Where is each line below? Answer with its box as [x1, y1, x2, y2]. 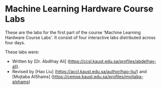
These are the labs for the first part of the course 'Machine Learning [5, 29, 141, 35]
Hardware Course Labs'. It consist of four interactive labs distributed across [5, 35, 156, 40]
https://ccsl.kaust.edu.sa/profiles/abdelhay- [69, 58, 156, 64]
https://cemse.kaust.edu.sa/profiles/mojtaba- [53, 74, 144, 79]
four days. [5, 39, 26, 45]
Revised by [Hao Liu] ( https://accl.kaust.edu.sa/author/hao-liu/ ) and [12, 68, 147, 74]
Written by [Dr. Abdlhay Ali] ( [12, 58, 69, 64]
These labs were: [5, 49, 40, 55]
